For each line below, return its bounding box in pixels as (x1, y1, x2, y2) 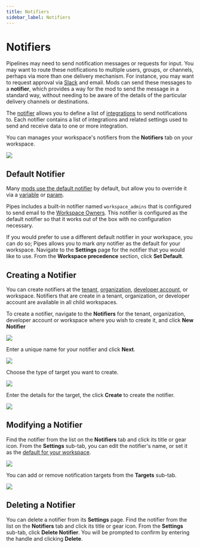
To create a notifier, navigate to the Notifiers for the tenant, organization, (6, 310, 186, 317)
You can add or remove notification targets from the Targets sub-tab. (6, 471, 177, 479)
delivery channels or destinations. (6, 98, 90, 105)
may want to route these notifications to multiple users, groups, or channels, (6, 66, 194, 74)
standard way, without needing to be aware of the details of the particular (6, 92, 187, 99)
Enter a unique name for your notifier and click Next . (6, 346, 136, 353)
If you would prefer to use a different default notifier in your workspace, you (6, 234, 193, 241)
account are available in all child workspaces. (6, 299, 118, 306)
